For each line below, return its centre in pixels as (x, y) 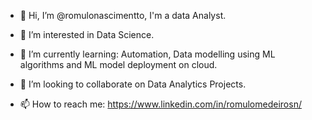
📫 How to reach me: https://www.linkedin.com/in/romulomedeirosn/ (160, 104)
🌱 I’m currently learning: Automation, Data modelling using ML (147, 54)
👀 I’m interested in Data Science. (87, 34)
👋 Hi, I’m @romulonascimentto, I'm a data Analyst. (123, 15)
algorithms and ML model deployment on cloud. (118, 64)
